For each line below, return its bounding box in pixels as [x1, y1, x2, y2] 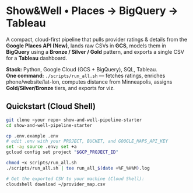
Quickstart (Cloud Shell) [6, 101, 96, 112]
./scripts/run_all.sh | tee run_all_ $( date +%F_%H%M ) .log [6, 165, 150, 171]
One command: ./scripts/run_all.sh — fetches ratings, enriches [6, 72, 166, 79]
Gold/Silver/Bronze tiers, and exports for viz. [6, 84, 115, 91]
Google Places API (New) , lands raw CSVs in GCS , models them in [6, 42, 166, 49]
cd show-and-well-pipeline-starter [6, 122, 93, 128]
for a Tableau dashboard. [6, 54, 68, 61]
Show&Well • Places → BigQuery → [6, 4, 178, 18]
